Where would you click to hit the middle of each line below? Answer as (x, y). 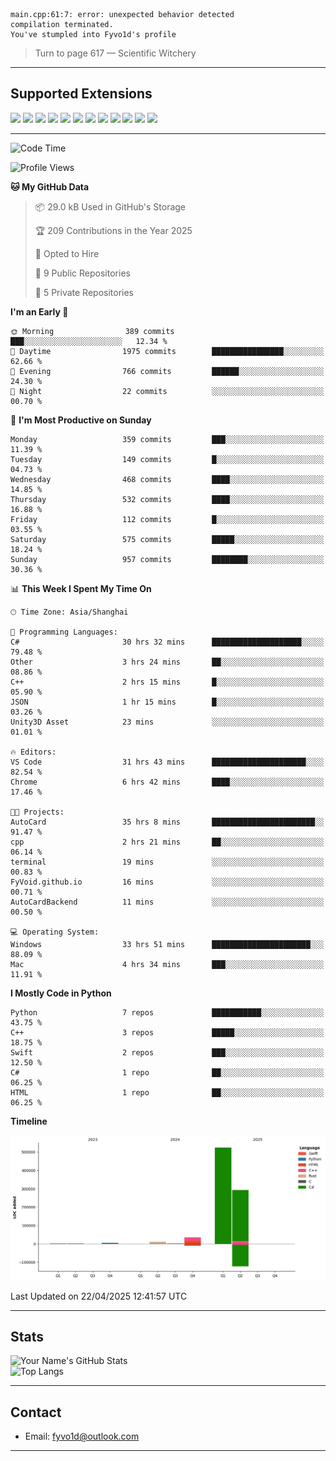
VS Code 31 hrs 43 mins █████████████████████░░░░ (167, 762)
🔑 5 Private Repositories (84, 292)
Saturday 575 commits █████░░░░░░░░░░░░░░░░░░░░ (167, 539)
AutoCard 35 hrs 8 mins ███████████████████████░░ (167, 822)
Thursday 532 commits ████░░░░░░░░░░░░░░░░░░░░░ (167, 499)
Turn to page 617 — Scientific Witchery (115, 53)
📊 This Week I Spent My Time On (81, 588)
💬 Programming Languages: (64, 632)
